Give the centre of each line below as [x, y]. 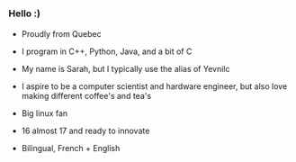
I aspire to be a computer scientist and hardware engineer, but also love [154, 86]
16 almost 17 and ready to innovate [85, 131]
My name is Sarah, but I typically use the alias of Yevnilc [126, 69]
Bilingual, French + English [71, 148]
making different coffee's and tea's [86, 96]
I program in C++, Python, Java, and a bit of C [107, 51]
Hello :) [25, 13]
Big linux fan [45, 113]
